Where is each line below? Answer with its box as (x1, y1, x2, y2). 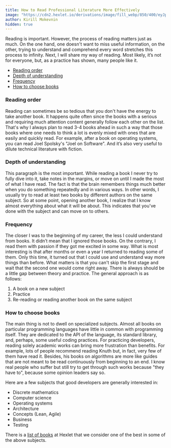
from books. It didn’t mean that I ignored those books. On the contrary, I (5, 238, 156, 244)
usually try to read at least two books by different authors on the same (5, 192, 153, 198)
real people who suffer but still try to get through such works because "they (5, 364, 164, 370)
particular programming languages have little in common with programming (5, 326, 163, 332)
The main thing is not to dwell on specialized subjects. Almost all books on (5, 321, 161, 327)
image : (5, 12, 19, 17)
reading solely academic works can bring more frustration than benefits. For (5, 342, 165, 349)
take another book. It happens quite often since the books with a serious (5, 113, 157, 119)
